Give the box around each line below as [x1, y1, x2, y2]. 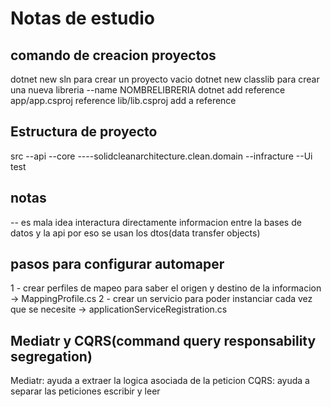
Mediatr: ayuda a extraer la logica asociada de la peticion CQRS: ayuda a [10, 375, 310, 387]
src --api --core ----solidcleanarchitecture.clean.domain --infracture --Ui [10, 150, 313, 162]
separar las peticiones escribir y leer [10, 385, 161, 397]
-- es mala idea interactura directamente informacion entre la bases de [10, 216, 302, 228]
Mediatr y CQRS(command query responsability [10, 332, 317, 349]
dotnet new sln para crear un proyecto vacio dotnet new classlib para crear [10, 73, 320, 85]
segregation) [10, 348, 93, 365]
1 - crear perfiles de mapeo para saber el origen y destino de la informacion [10, 282, 322, 294]
